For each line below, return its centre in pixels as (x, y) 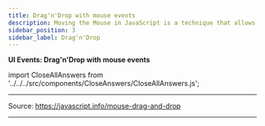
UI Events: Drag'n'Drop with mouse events (79, 60)
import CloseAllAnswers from (56, 75)
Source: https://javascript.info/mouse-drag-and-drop (95, 106)
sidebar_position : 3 (42, 30)
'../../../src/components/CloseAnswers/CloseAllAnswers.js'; (104, 83)
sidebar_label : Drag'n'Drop (54, 37)
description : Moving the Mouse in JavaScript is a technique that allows (132, 23)
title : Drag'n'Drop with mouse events (72, 15)
